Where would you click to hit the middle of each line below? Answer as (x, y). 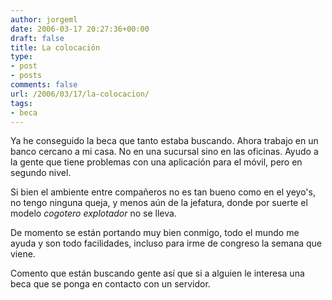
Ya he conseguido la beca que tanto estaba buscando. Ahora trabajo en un (164, 141)
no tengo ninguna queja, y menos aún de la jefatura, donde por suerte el (159, 203)
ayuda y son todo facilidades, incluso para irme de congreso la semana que (166, 243)
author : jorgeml (44, 19)
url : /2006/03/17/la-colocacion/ (80, 94)
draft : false (37, 38)
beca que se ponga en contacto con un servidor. (110, 284)
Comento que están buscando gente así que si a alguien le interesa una (157, 273)
